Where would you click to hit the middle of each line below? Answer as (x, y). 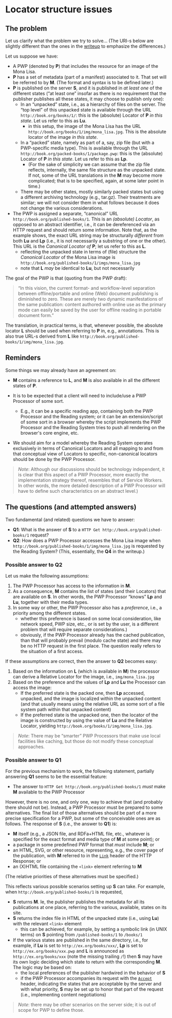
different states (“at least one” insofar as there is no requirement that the (90, 93)
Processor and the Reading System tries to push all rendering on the (93, 427)
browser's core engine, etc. (50, 433)
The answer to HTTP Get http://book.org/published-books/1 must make (89, 787)
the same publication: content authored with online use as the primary (92, 304)
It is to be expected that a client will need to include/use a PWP (79, 395)
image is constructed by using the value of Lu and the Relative (86, 720)
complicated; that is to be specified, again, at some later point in (96, 181)
